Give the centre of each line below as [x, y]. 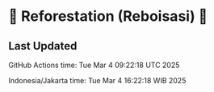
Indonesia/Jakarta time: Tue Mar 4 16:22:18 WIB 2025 [97, 80]
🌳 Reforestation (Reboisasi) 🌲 [108, 16]
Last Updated [43, 46]
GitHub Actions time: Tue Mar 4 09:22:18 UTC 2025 [94, 65]
